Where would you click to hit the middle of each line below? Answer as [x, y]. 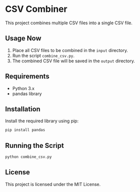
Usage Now [23, 38]
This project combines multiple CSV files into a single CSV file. [69, 23]
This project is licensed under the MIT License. [53, 184]
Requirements [27, 76]
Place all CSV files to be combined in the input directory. [70, 50]
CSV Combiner [36, 9]
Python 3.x [23, 88]
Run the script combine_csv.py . [43, 55]
